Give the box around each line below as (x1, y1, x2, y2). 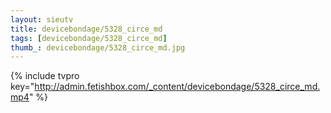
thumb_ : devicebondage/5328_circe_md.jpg (10, 42, 186, 53)
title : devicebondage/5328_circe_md (10, 24, 163, 34)
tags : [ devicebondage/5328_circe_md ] (10, 33, 168, 43)
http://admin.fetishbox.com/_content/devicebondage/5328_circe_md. (34, 81, 321, 93)
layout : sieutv (10, 14, 74, 25)
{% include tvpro (10, 70, 80, 82)
